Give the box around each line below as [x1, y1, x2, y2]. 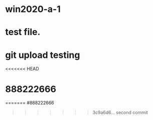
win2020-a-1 [5, 3, 61, 15]
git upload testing [5, 49, 80, 60]
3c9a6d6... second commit [92, 109, 148, 115]
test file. [5, 26, 41, 38]
